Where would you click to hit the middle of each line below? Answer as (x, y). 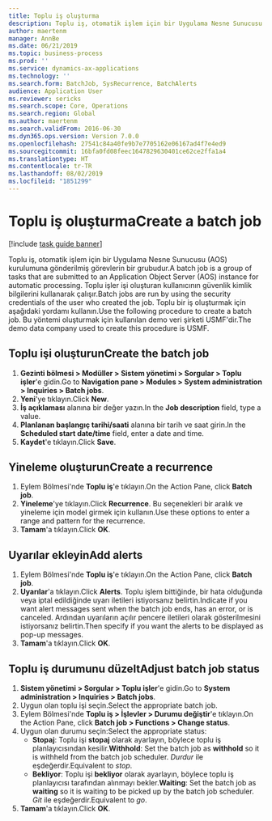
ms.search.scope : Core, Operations (68, 106)
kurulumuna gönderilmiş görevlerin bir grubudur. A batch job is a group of (130, 268)
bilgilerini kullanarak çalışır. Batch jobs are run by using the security (120, 294)
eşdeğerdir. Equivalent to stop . (82, 766)
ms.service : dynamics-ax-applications (74, 69)
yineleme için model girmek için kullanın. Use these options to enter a (135, 512)
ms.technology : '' (39, 76)
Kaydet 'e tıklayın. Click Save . (68, 442)
